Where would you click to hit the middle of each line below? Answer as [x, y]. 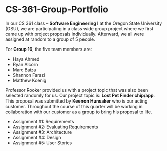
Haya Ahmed [26, 59]
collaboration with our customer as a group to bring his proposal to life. [79, 112]
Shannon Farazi [29, 75]
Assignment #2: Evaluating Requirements [55, 127]
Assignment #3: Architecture [42, 132]
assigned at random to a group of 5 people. [50, 39]
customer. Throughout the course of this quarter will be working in [74, 106]
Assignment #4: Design [37, 137]
